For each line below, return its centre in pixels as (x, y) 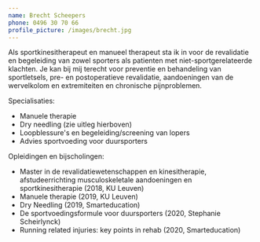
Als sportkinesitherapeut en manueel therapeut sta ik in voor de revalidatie (128, 53)
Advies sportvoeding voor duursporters (83, 141)
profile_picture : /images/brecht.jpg (70, 30)
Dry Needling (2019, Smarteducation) (80, 205)
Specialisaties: (31, 101)
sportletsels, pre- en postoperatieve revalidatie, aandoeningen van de (121, 77)
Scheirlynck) (40, 222)
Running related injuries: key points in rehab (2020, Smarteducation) (130, 230)
